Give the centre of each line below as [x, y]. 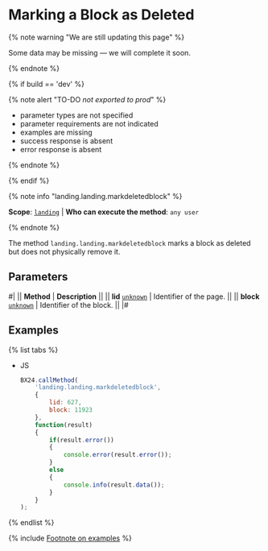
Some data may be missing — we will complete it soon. [100, 52]
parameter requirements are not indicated [89, 123]
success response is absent [66, 141]
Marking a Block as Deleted [101, 15]
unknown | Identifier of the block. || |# [68, 304]
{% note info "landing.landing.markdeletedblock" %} [95, 196]
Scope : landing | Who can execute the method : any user [104, 212]
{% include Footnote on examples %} [70, 538]
